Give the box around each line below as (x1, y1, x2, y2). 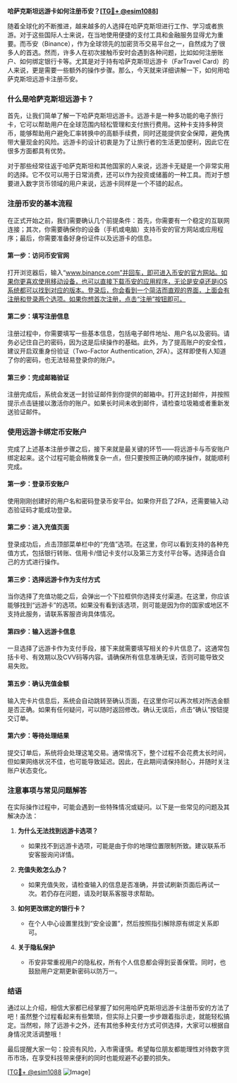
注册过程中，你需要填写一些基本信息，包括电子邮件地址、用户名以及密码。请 (7, 329, 230, 337)
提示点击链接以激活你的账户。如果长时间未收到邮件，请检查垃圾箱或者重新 (7, 399, 224, 408)
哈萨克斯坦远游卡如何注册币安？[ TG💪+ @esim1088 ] (7, 7, 159, 15)
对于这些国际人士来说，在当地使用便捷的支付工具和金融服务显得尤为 (19, 31, 217, 39)
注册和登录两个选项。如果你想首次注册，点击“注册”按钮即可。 (7, 294, 186, 303)
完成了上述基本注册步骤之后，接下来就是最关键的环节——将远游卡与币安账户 (7, 444, 230, 453)
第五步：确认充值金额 (7, 679, 69, 687)
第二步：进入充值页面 (7, 523, 69, 531)
